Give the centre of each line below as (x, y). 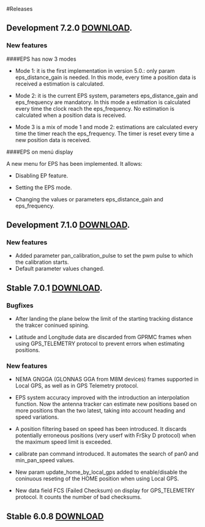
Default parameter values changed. (60, 269)
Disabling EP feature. (42, 175)
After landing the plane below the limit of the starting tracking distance (104, 319)
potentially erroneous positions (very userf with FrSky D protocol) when (106, 435)
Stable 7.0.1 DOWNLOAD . (54, 288)
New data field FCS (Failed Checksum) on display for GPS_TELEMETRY (105, 491)
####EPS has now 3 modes (41, 59)
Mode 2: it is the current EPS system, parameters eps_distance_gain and (106, 95)
